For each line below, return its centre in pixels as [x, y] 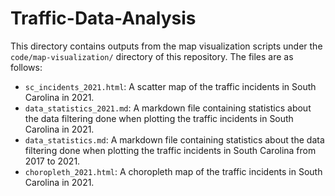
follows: [26, 67]
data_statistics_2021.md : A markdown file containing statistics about [168, 108]
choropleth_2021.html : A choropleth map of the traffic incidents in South [173, 171]
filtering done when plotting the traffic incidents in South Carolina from [170, 150]
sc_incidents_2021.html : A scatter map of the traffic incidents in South [170, 86]
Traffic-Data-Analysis [103, 18]
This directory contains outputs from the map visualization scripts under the [166, 46]
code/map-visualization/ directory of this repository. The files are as [152, 56]
